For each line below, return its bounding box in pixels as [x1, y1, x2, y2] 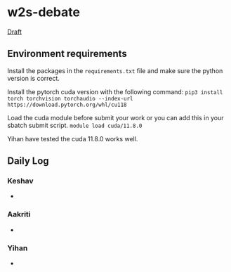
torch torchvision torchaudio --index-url [7, 95, 133, 102]
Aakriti [7, 209, 31, 219]
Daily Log [7, 155, 49, 167]
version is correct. [7, 74, 60, 82]
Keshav [7, 176, 34, 186]
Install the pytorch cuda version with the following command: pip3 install [7, 87, 223, 96]
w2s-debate [7, 4, 81, 20]
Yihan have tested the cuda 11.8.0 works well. [7, 134, 138, 143]
